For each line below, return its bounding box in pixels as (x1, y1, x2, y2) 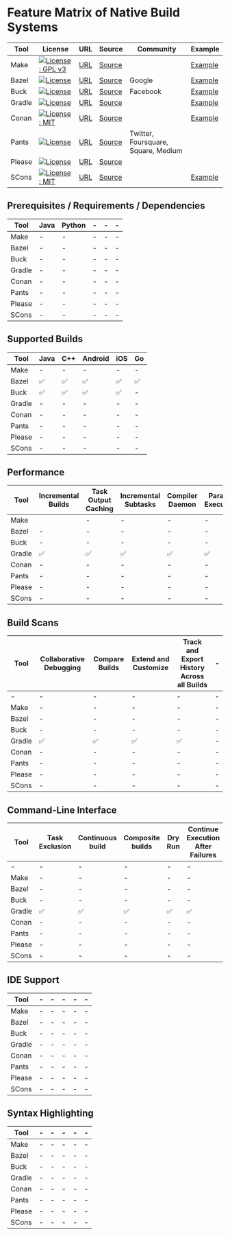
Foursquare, (129, 137, 169, 147)
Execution (186, 833, 220, 842)
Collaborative (40, 654, 86, 664)
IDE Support (7, 974, 60, 986)
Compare (93, 654, 125, 664)
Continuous (77, 833, 118, 842)
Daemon (168, 499, 196, 509)
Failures (190, 851, 217, 859)
